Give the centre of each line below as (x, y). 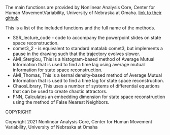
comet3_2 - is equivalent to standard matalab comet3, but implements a (88, 48)
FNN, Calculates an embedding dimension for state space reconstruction (89, 97)
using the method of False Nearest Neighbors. (61, 102)
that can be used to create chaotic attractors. (60, 91)
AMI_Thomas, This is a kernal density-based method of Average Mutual (87, 75)
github (12, 18)
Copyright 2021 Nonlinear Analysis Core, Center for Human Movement (79, 122)
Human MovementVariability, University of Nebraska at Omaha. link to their (83, 13)
